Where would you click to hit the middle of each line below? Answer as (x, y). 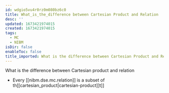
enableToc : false (23, 51)
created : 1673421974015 (30, 28)
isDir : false (19, 47)
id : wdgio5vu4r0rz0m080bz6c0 (36, 10)
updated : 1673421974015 (30, 24)
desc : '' (14, 19)
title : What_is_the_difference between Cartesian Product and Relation (82, 14)
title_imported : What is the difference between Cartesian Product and (82, 56)
